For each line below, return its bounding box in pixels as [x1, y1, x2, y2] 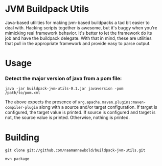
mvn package [5, 157, 29, 162]
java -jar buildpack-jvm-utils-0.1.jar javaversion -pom [5, 86, 124, 91]
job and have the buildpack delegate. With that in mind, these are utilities [5, 35, 152, 41]
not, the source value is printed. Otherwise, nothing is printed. [5, 115, 130, 120]
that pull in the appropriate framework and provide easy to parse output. [5, 40, 151, 46]
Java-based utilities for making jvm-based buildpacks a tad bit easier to [5, 20, 150, 25]
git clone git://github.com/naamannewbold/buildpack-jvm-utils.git [5, 148, 146, 153]
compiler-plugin [5, 105, 38, 110]
